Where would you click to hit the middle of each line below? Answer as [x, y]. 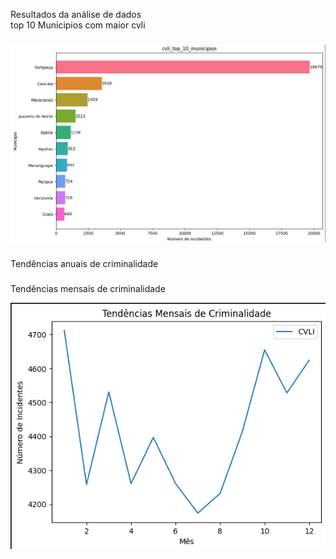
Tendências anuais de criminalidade [84, 264]
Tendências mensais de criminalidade [88, 289]
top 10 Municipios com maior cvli [78, 25]
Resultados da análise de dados [76, 14]
